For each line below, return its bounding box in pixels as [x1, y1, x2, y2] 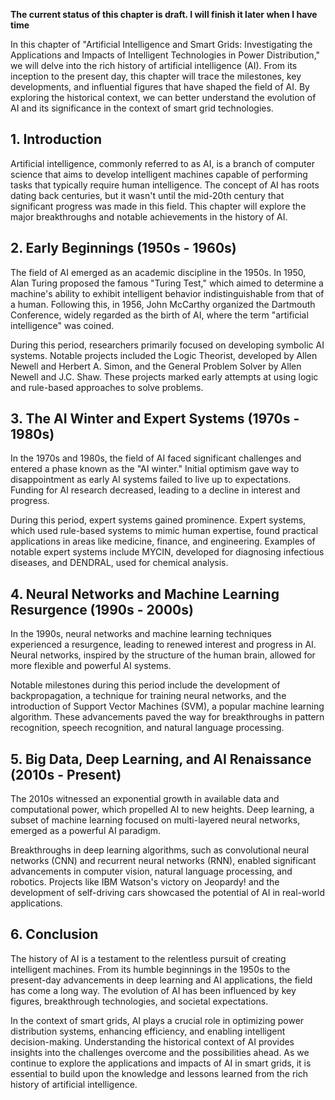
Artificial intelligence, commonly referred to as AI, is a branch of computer [10, 157, 315, 169]
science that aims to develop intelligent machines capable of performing [10, 168, 308, 180]
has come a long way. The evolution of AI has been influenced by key [10, 984, 297, 996]
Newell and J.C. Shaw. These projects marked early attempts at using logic [10, 370, 319, 383]
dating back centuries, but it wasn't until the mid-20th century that [10, 189, 285, 201]
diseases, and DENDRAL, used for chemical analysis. [10, 557, 229, 569]
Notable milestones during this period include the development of [10, 679, 281, 691]
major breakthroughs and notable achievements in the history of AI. [10, 210, 288, 223]
